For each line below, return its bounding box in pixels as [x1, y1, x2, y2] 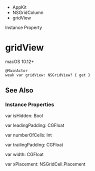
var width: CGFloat [5, 151, 44, 157]
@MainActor [5, 68, 28, 73]
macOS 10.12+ [5, 58, 34, 64]
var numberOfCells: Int [5, 132, 52, 138]
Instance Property [5, 24, 42, 30]
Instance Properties [5, 101, 54, 108]
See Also [5, 86, 33, 94]
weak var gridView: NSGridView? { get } [5, 72, 91, 77]
